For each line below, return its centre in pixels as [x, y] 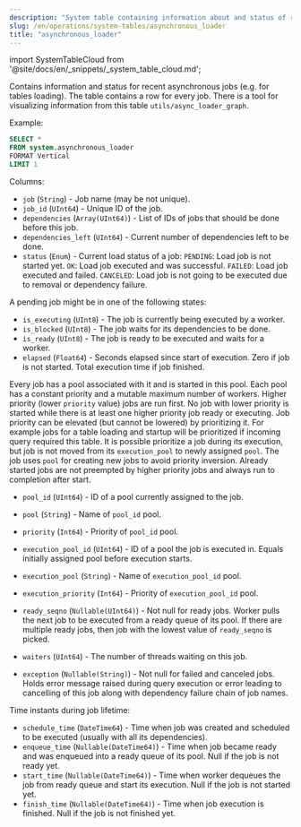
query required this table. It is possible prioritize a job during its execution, [146, 441]
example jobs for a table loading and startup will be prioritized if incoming [145, 432]
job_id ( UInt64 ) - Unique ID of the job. [92, 208]
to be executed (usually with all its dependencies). [115, 737]
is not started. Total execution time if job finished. [113, 366]
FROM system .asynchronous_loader [72, 148]
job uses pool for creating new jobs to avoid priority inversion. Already [139, 460]
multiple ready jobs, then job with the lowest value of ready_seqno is [147, 629]
